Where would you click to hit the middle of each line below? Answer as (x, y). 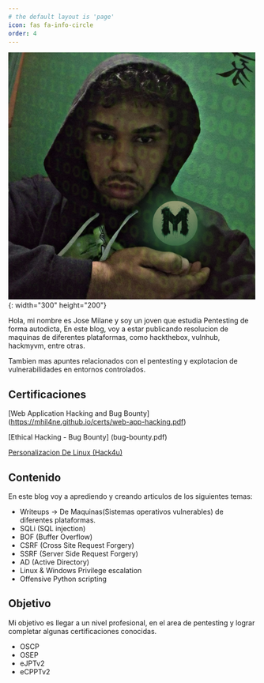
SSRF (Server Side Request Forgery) (79, 554)
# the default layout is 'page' (61, 17)
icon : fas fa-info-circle (51, 25)
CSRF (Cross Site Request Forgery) (77, 545)
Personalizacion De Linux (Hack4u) (66, 453)
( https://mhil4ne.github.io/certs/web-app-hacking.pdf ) (97, 422)
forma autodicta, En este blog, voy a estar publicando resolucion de (119, 329)
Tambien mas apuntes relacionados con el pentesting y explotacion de (123, 361)
